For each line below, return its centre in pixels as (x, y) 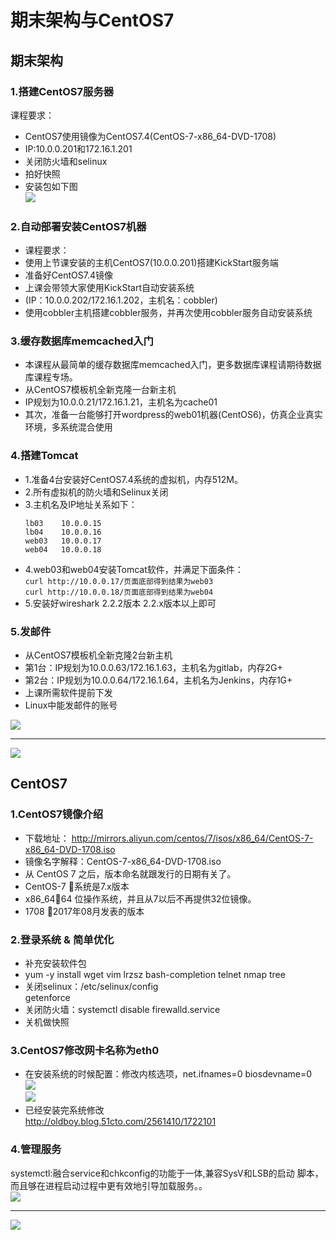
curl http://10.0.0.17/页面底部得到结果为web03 (119, 581)
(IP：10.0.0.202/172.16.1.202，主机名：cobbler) (121, 300)
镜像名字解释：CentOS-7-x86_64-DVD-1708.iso (123, 861)
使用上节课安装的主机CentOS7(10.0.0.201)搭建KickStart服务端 (151, 263)
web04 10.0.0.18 (63, 549)
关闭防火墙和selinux (66, 161)
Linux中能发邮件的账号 (71, 705)
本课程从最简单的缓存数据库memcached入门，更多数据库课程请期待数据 (173, 365)
